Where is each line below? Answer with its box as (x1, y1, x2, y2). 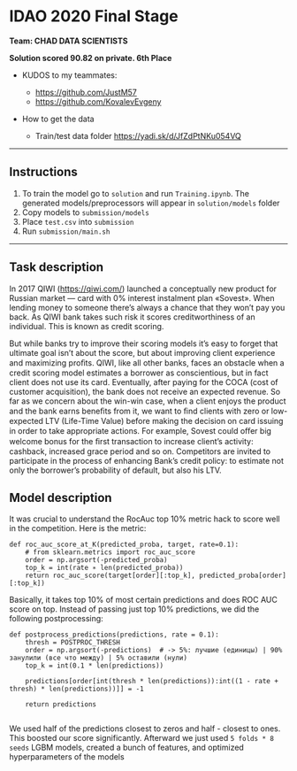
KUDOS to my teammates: (21, 69, 118, 81)
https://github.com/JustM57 (34, 87, 137, 97)
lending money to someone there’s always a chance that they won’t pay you (9, 302, 286, 312)
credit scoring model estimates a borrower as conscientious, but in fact (9, 367, 269, 378)
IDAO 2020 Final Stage (9, 6, 179, 27)
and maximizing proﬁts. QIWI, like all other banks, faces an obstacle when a (9, 357, 285, 368)
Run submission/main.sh (21, 226, 110, 236)
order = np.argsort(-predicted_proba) (25, 556, 168, 565)
